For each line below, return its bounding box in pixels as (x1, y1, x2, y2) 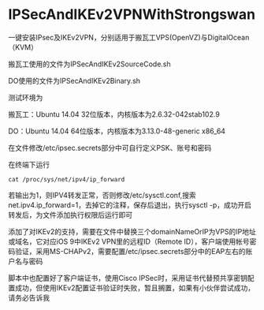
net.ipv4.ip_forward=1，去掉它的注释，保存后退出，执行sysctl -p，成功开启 (8, 200, 252, 210)
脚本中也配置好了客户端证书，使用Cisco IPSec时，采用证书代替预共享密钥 (8, 273, 248, 282)
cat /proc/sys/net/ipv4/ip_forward (8, 175, 125, 183)
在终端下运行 (8, 159, 50, 169)
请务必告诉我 (8, 293, 50, 302)
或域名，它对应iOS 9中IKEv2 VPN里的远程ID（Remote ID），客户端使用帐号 (8, 237, 250, 246)
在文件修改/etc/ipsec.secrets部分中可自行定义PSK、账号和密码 (8, 143, 212, 152)
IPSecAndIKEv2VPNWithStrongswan (8, 6, 256, 24)
